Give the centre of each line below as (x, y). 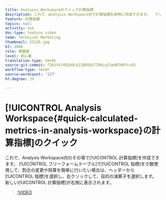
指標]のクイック (46, 143)
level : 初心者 (19, 56)
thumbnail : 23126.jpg (27, 42)
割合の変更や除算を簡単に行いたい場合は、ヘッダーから (78, 170)
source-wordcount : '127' (31, 74)
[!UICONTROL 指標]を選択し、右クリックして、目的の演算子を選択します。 (81, 176)
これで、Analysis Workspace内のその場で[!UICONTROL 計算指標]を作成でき (82, 157)
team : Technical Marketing (33, 38)
